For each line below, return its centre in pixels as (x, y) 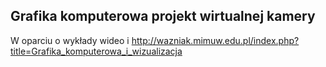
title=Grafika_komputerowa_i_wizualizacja (96, 51)
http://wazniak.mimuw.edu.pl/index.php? (215, 40)
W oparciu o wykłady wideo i (70, 40)
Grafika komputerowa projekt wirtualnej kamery (163, 16)
